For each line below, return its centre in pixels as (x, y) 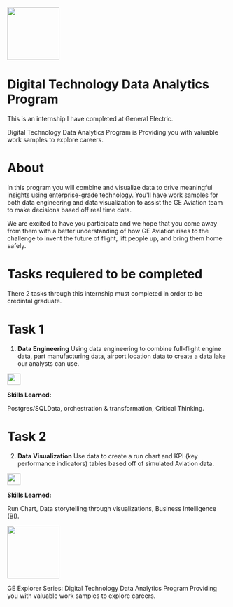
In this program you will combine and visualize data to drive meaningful (110, 187)
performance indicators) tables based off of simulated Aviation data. (116, 464)
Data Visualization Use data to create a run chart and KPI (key (107, 456)
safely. (17, 245)
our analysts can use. (48, 363)
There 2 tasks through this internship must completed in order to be (105, 293)
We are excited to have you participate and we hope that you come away (112, 223)
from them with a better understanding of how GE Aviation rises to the (108, 231)
